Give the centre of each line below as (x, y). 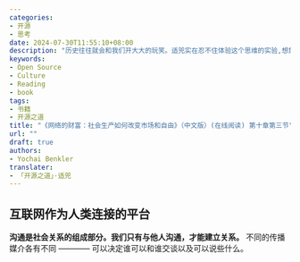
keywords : (28, 59)
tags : (19, 101)
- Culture (28, 76)
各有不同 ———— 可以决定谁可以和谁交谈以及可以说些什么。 (136, 249)
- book (21, 92)
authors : (25, 150)
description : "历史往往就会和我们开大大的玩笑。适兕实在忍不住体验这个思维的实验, (146, 51)
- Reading (28, 84)
